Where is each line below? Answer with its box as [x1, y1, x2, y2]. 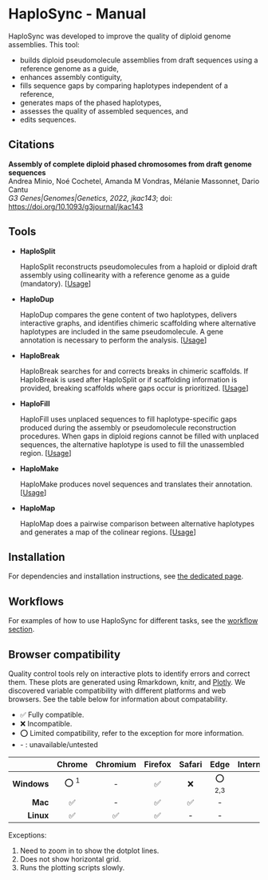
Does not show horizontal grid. [19, 854, 121, 864]
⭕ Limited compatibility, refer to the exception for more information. [19, 729, 245, 738]
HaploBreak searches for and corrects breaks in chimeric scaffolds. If [19, 366, 249, 376]
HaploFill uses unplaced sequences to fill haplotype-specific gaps [19, 414, 238, 424]
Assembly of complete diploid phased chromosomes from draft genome [8, 159, 253, 169]
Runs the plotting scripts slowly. [19, 863, 125, 872]
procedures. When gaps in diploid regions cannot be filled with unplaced [19, 431, 259, 441]
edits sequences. [19, 114, 77, 124]
